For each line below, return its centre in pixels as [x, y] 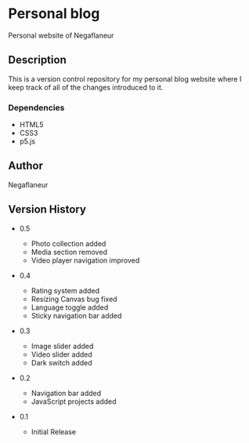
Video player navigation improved [85, 260]
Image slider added [62, 346]
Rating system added [65, 290]
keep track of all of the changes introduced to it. [86, 87]
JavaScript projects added [74, 401]
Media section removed [69, 252]
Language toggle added [70, 307]
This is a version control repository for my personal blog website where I [125, 78]
